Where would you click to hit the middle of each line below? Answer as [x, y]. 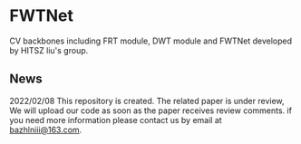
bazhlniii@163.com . [46, 130]
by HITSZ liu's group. [49, 50]
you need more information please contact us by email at [116, 120]
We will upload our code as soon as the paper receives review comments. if [151, 110]
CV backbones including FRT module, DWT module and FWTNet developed [151, 41]
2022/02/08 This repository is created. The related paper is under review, [147, 101]
